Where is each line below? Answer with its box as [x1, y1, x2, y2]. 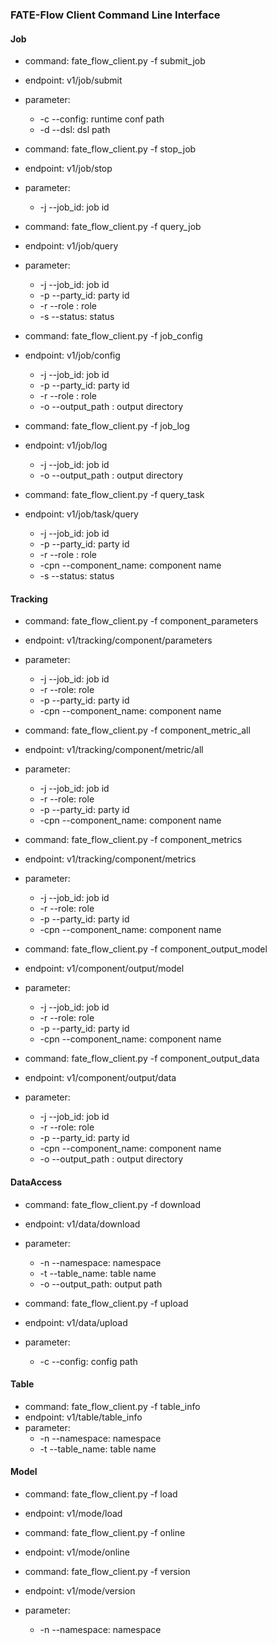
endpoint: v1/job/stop [24, 163, 113, 175]
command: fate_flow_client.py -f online [24, 1526, 186, 1538]
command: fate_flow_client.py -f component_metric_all [24, 724, 251, 737]
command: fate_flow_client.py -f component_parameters [24, 615, 259, 627]
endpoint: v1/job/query [24, 240, 119, 252]
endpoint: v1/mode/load [24, 1507, 123, 1519]
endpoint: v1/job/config [24, 349, 121, 362]
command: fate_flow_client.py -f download [24, 1198, 202, 1210]
